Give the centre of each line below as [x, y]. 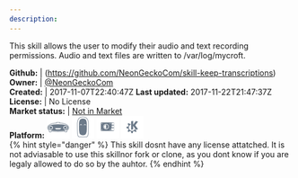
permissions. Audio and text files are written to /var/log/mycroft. [127, 55]
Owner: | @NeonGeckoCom [61, 82]
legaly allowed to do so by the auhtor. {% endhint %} [107, 164]
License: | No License [50, 101]
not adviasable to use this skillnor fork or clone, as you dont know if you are [149, 154]
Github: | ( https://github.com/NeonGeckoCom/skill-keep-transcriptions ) [143, 73]
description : [34, 19]
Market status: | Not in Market [66, 111]
